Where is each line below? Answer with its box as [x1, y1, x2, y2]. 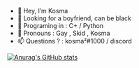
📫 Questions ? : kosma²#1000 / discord [17, 37, 133, 45]
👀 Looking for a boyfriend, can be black [17, 14, 131, 22]
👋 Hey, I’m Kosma [17, 7, 68, 15]
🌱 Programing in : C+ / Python [17, 22, 103, 29]
